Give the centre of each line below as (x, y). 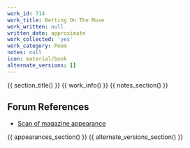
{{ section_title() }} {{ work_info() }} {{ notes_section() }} (88, 85)
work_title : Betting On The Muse (56, 20)
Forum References (48, 107)
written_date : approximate (46, 33)
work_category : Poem (37, 46)
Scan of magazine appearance (61, 124)
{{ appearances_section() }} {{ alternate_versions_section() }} (95, 137)
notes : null (24, 53)
